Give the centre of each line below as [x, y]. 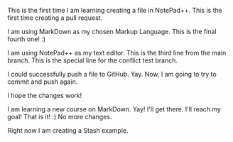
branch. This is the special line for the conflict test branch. [93, 60]
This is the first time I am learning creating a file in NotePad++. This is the [115, 10]
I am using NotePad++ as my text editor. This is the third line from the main [117, 53]
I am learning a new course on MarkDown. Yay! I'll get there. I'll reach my [114, 109]
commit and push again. [43, 82]
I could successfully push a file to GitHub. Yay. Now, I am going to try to [112, 74]
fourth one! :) [27, 39]
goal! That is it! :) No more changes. [60, 117]
